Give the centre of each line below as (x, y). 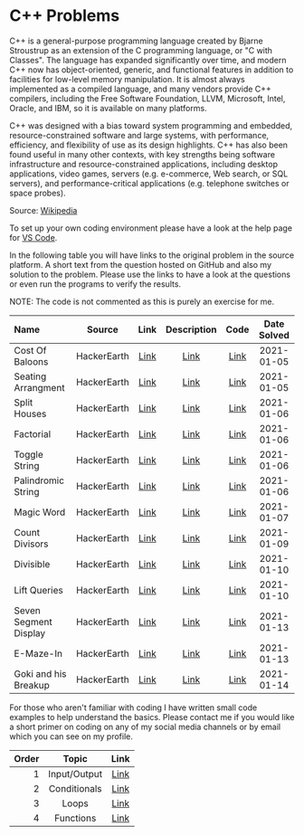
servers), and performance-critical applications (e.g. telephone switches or (149, 183)
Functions (75, 818)
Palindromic (39, 480)
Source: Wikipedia (43, 210)
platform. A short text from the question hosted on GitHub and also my (141, 264)
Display (30, 632)
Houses (30, 413)
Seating (30, 376)
